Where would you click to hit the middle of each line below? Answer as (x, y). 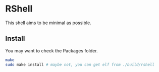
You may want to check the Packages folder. (51, 50)
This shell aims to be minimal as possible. (48, 23)
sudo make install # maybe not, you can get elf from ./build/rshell (80, 64)
